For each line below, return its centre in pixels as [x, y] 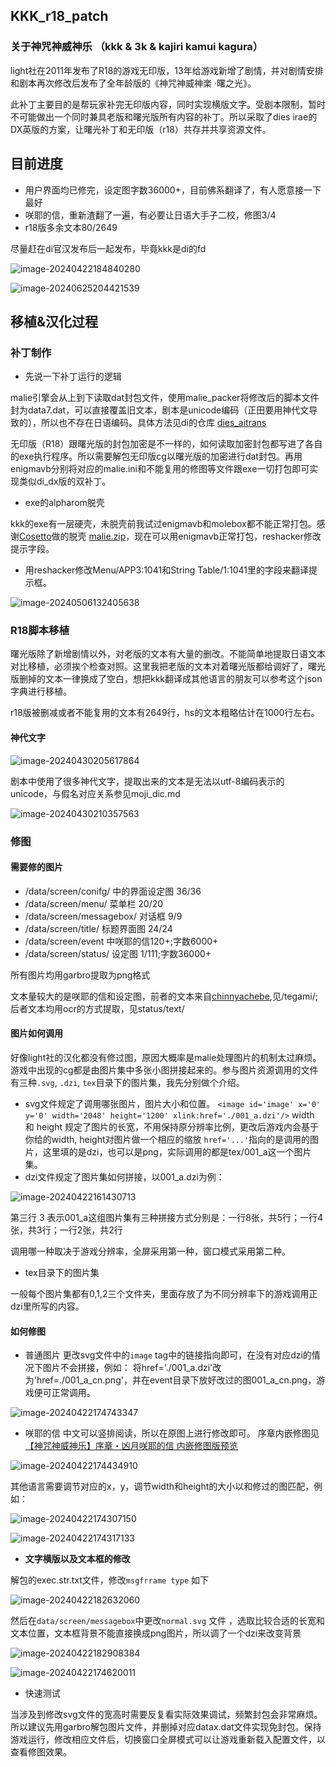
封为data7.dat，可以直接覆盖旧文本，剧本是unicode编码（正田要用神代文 [160, 410]
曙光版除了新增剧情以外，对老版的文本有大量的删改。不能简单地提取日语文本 [168, 654]
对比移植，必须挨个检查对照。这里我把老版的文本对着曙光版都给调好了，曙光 [168, 666]
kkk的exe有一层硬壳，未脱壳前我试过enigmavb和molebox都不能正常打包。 [163, 524]
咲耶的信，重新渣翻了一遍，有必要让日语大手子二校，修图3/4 [150, 215]
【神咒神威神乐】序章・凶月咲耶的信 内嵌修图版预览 [131, 1446]
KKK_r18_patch [59, 16]
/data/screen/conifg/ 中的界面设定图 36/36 [113, 891]
